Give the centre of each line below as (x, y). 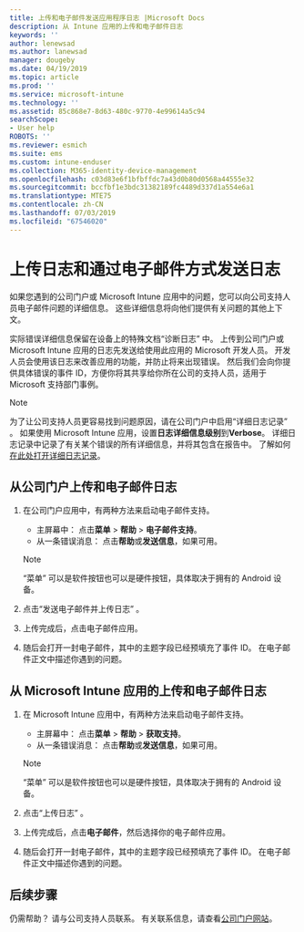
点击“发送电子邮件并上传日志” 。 (83, 609)
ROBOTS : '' (30, 137)
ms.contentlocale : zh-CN (56, 205)
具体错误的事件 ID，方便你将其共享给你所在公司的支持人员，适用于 (142, 373)
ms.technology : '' (44, 103)
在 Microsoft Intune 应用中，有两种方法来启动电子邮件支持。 (135, 715)
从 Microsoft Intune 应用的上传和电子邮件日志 (138, 691)
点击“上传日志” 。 (56, 813)
